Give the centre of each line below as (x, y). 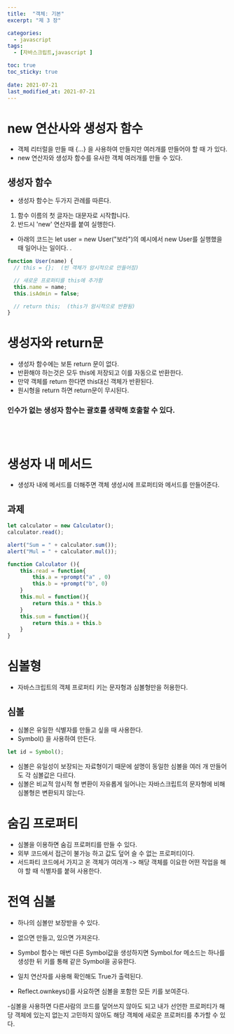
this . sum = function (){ (55, 616)
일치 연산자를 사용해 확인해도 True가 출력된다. (80, 976)
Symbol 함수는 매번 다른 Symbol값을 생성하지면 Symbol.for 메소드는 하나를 (121, 952)
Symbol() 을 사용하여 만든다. (57, 738)
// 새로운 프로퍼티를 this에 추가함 (58, 280)
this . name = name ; (41, 287)
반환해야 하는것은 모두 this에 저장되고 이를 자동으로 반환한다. (100, 373)
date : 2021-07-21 (33, 85)
